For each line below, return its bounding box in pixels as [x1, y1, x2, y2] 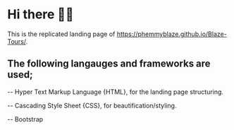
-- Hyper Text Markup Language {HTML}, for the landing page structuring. [7, 88, 224, 96]
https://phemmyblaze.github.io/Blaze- [116, 30, 227, 38]
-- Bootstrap [7, 114, 44, 123]
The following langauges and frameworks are [7, 58, 211, 70]
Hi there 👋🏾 [7, 6, 74, 23]
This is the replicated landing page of [7, 30, 116, 38]
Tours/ [7, 37, 26, 45]
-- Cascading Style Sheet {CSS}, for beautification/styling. [7, 101, 177, 110]
